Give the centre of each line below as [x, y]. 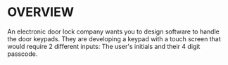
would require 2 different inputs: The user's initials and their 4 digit [104, 46]
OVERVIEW [41, 12]
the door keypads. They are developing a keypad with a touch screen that [114, 38]
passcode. [23, 54]
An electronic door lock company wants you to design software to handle [113, 31]
